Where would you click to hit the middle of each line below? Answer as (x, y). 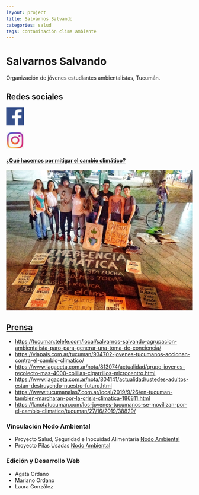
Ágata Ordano (32, 474)
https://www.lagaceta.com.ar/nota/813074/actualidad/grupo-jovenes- (100, 367)
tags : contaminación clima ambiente (51, 31)
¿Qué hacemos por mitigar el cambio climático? (66, 160)
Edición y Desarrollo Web (43, 461)
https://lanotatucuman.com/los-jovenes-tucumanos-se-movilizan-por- (101, 405)
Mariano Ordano (35, 480)
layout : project (26, 12)
